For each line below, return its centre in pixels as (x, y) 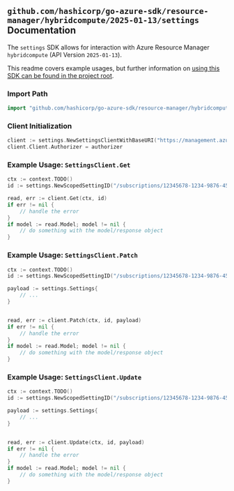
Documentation (42, 30)
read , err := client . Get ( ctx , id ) (57, 199)
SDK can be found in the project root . (61, 75)
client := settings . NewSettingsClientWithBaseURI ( (82, 141)
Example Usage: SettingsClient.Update (75, 377)
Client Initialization (40, 126)
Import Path (28, 93)
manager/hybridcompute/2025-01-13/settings (103, 21)
